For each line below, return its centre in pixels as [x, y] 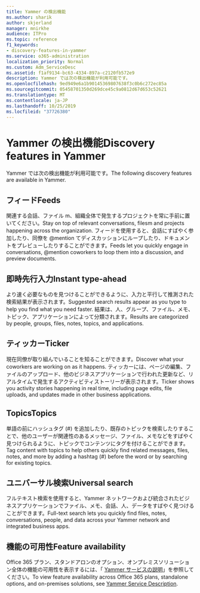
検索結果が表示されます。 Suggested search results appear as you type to [96, 301]
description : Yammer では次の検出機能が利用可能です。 [68, 78]
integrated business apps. [38, 526]
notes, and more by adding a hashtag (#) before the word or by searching [96, 456]
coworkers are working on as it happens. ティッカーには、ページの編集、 [96, 366]
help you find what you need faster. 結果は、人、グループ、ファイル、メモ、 [100, 309]
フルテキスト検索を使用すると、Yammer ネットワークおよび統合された [93, 498]
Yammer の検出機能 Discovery [81, 143]
